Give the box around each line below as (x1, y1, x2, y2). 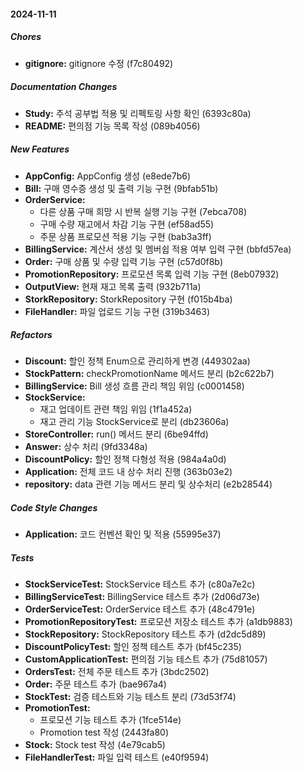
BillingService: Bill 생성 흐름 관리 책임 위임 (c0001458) (24, 380, 245, 392)
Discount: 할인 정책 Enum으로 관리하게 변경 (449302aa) (24, 355, 251, 367)
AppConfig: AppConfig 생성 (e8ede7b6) (24, 170, 192, 182)
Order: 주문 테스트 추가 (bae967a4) (24, 678, 167, 690)
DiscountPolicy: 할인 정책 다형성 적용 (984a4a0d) (24, 453, 227, 465)
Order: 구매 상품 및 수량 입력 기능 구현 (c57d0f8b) (24, 255, 223, 267)
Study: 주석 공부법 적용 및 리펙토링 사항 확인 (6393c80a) (24, 107, 252, 119)
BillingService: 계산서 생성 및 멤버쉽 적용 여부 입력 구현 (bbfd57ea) (24, 243, 292, 255)
